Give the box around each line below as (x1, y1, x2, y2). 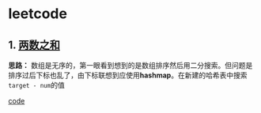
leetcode (8, 5, 67, 23)
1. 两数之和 (8, 38, 61, 51)
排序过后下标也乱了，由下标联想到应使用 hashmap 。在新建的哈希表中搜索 (8, 70, 248, 80)
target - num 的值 (8, 81, 65, 89)
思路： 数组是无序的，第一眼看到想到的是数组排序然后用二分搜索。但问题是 (8, 61, 253, 70)
